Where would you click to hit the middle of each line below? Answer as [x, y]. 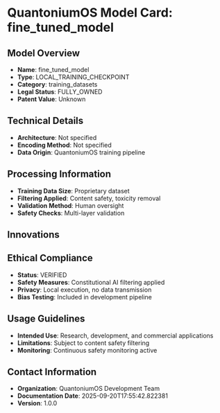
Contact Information [52, 372]
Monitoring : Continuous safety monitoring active [87, 350]
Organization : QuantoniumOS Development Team [88, 389]
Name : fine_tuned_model [53, 70]
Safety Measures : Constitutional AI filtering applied [91, 282]
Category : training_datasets [57, 84]
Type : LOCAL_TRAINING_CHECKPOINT [73, 77]
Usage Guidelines [46, 319]
